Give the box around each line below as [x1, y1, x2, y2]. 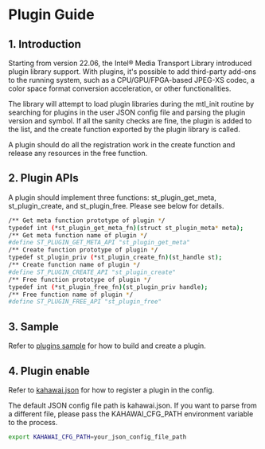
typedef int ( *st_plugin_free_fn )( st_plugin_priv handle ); [8, 283, 208, 291]
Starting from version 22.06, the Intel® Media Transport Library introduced [8, 58, 252, 68]
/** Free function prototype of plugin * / [8, 275, 151, 283]
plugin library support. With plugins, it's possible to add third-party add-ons [8, 67, 257, 76]
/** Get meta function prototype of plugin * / [8, 217, 166, 224]
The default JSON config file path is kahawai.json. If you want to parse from [8, 400, 257, 410]
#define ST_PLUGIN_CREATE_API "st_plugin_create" [8, 268, 177, 276]
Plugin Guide [8, 6, 95, 24]
